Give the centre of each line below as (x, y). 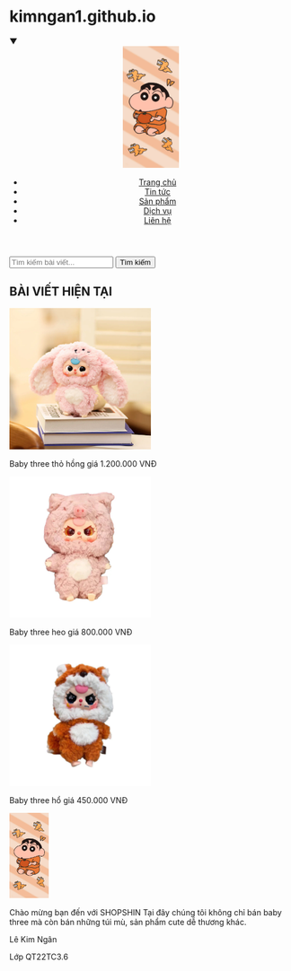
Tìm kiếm (135, 262)
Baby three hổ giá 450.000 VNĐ (69, 800)
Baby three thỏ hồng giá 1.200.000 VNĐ (83, 464)
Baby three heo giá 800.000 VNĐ (71, 632)
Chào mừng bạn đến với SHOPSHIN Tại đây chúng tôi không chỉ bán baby (146, 913)
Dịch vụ (158, 210)
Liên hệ (157, 220)
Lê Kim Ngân (33, 940)
